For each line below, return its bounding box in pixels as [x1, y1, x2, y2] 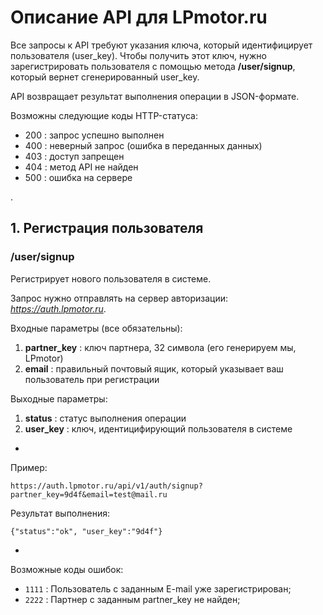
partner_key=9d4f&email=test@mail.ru [10, 489, 168, 500]
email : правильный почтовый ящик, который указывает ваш [24, 362, 284, 375]
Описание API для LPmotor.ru [10, 6, 268, 29]
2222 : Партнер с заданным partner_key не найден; [24, 593, 241, 605]
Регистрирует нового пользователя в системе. [10, 272, 212, 285]
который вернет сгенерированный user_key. [10, 71, 200, 83]
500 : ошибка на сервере [24, 171, 133, 183]
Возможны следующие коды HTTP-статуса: [10, 109, 198, 121]
